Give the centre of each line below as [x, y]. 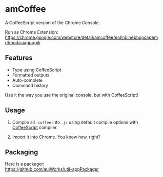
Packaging [21, 152]
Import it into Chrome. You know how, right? [56, 137]
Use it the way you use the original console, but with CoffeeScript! [71, 95]
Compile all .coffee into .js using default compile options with [75, 122]
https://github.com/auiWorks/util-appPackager [52, 169]
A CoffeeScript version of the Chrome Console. [52, 23]
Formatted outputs [31, 75]
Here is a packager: [25, 164]
